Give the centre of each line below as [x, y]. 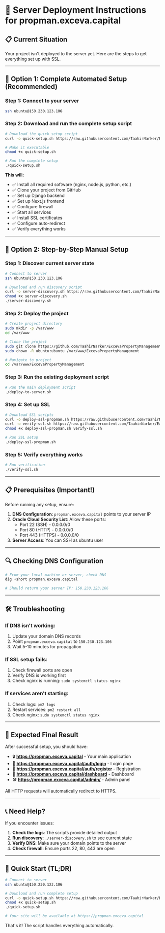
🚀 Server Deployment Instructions [76, 10]
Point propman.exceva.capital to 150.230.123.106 [62, 641]
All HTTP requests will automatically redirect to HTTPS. [61, 791]
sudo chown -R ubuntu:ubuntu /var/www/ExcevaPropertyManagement [72, 351]
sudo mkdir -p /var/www [29, 328]
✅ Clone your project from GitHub [46, 190]
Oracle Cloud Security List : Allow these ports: [59, 519]
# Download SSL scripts [29, 415]
